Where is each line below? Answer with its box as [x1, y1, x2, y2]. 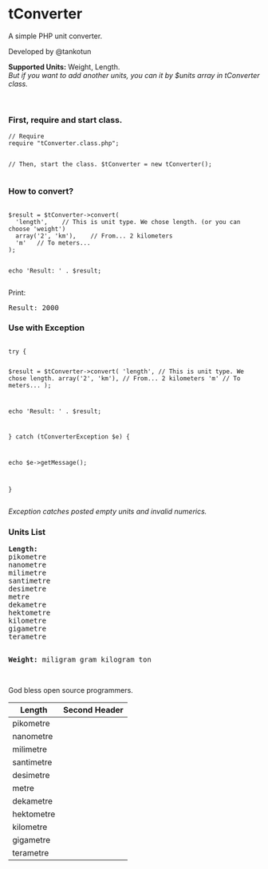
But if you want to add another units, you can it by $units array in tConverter [8, 70, 260, 80]
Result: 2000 [8, 303, 60, 312]
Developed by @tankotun [8, 46, 92, 56]
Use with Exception [8, 322, 85, 333]
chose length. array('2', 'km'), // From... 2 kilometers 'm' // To [8, 374, 241, 383]
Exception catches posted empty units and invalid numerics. [8, 506, 207, 516]
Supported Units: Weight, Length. [8, 61, 120, 72]
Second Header [62, 705, 124, 716]
